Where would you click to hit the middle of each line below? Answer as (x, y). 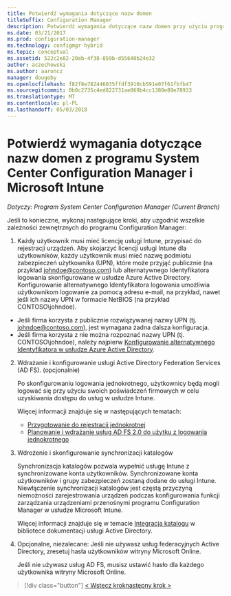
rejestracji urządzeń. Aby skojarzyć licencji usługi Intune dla (102, 248)
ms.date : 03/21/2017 (37, 33)
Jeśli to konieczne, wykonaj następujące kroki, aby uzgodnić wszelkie (106, 220)
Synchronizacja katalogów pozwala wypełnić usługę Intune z (103, 466)
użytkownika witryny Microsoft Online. (71, 572)
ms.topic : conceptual (38, 52)
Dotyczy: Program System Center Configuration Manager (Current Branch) (113, 207)
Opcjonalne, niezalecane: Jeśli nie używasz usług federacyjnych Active (118, 544)
